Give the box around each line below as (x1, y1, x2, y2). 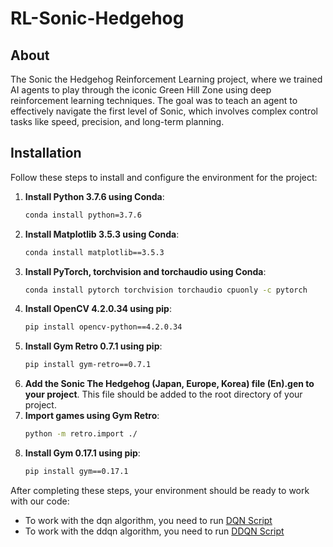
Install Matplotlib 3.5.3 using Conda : (24, 228, 180, 240)
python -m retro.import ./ (24, 429, 138, 439)
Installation (10, 145, 82, 162)
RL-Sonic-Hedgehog (10, 7, 185, 30)
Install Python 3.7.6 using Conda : (24, 190, 165, 202)
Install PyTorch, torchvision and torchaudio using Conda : (24, 265, 267, 277)
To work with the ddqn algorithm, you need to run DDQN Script (24, 525, 285, 537)
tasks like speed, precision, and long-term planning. (10, 116, 225, 127)
